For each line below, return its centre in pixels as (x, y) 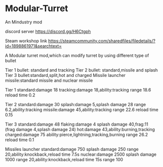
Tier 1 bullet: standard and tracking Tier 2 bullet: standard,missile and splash (81, 70)
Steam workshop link (26, 41)
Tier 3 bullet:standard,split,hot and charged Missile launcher (65, 75)
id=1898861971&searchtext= (33, 46)
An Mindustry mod (24, 22)
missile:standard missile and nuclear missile (49, 80)
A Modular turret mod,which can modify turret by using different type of (77, 55)
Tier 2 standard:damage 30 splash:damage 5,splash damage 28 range (75, 104)
